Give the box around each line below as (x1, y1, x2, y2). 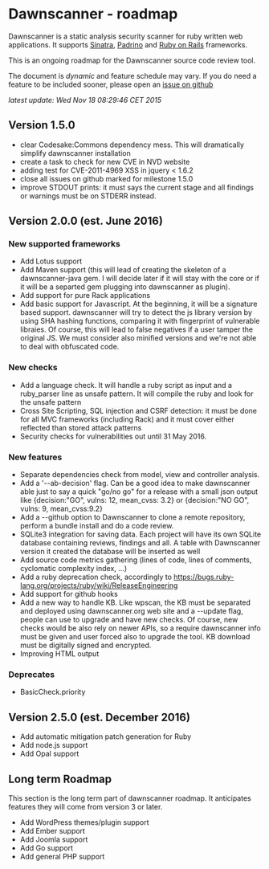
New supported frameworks (8, 239, 120, 250)
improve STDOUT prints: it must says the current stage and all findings (19, 182, 255, 192)
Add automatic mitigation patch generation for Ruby (19, 732, 192, 741)
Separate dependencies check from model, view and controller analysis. (19, 470, 259, 479)
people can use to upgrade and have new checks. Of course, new (19, 615, 238, 625)
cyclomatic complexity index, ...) (19, 564, 127, 573)
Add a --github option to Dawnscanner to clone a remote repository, (19, 512, 246, 522)
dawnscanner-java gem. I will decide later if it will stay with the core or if (19, 274, 259, 284)
